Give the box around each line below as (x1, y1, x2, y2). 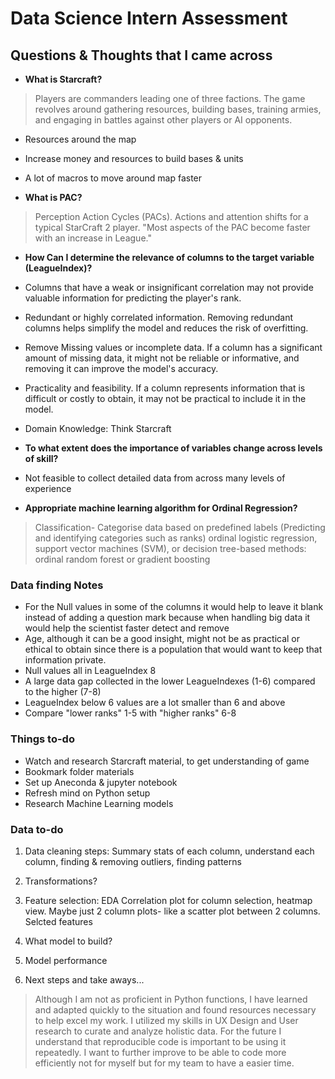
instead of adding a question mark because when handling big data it (24, 612, 311, 624)
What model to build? (24, 935, 113, 947)
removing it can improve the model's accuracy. (24, 363, 219, 374)
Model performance (24, 954, 108, 966)
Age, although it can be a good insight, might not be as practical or (24, 633, 301, 645)
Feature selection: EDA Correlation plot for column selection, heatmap (24, 894, 313, 906)
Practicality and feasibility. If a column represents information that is (24, 382, 306, 394)
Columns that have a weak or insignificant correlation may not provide (24, 282, 314, 293)
